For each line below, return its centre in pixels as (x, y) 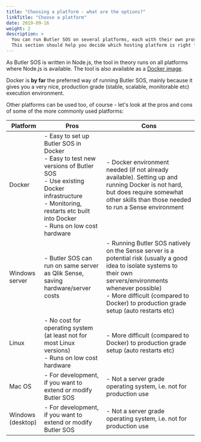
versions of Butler (69, 166)
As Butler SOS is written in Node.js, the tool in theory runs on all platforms (97, 62)
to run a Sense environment (145, 207)
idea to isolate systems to (142, 266)
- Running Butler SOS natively (148, 243)
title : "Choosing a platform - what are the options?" (76, 12)
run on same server (71, 266)
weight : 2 (19, 28)
